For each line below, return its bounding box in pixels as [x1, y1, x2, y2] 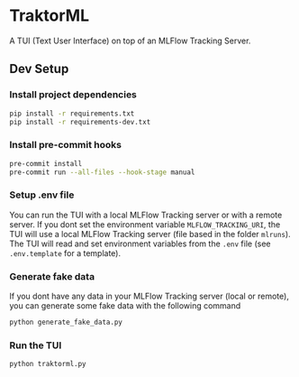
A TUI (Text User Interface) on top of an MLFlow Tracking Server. [9, 35, 251, 46]
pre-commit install [9, 159, 83, 168]
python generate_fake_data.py [9, 317, 123, 327]
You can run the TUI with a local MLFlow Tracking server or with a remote [9, 209, 283, 220]
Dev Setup [9, 61, 69, 77]
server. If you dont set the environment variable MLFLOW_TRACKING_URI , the [9, 218, 281, 230]
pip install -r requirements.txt [9, 109, 135, 118]
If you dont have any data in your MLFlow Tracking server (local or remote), [9, 290, 290, 302]
